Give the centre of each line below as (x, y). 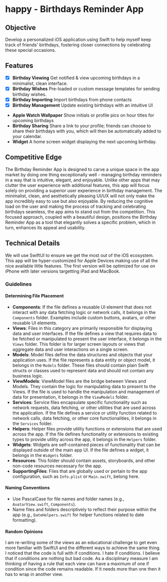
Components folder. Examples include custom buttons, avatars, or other (84, 317)
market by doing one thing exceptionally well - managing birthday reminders (83, 174)
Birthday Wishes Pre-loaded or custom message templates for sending (86, 89)
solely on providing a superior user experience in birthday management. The (84, 190)
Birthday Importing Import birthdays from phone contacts (72, 99)
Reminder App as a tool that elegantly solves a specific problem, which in (81, 222)
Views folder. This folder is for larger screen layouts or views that (79, 344)
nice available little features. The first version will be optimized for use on (80, 266)
